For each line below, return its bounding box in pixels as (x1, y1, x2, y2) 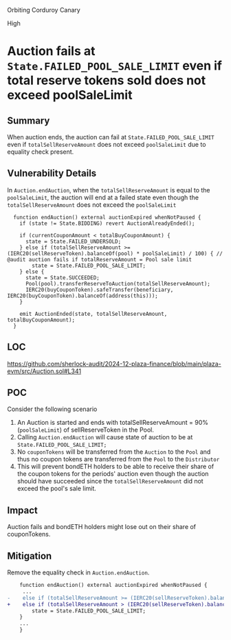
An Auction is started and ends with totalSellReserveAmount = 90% (16, 419, 208, 427)
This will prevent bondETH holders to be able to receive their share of (16, 462, 214, 471)
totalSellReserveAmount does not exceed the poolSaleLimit (7, 200, 177, 209)
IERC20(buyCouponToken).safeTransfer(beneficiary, (25, 286, 174, 293)
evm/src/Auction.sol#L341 (7, 367, 81, 375)
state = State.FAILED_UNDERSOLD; (25, 238, 122, 245)
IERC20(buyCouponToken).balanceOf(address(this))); (7, 292, 158, 299)
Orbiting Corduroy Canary (7, 6, 80, 14)
